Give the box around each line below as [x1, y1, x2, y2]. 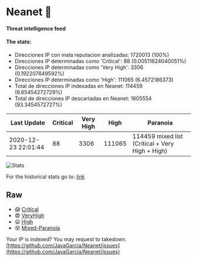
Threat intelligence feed [6, 25, 66, 32]
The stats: [6, 38, 32, 46]
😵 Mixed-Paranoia [14, 224, 60, 231]
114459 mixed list [132, 132, 184, 140]
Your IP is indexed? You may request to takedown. [6, 235, 127, 242]
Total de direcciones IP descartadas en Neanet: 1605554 [14, 95, 152, 102]
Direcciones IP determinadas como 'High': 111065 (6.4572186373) [14, 76, 174, 83]
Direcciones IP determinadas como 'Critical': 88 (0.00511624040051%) [14, 57, 186, 64]
